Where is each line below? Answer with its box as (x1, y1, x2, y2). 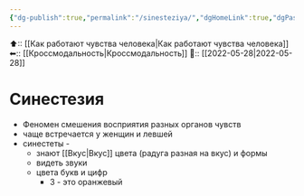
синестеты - (22, 137, 71, 149)
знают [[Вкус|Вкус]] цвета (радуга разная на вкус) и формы (35, 147, 269, 158)
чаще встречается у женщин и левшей (22, 128, 174, 139)
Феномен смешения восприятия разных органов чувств (22, 118, 242, 129)
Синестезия (9, 89, 105, 109)
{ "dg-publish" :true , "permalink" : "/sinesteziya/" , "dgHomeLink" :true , (9, 13, 273, 23)
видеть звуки (35, 157, 88, 168)
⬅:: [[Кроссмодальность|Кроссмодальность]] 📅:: (9, 47, 200, 59)
